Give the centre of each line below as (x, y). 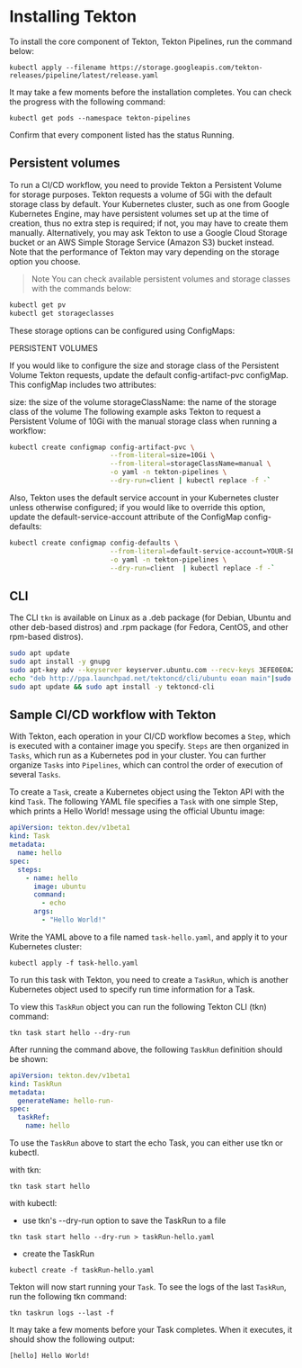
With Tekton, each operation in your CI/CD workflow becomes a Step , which (150, 736)
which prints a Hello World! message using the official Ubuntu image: (137, 811)
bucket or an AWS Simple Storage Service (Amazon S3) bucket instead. (142, 242)
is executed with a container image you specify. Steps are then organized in (149, 746)
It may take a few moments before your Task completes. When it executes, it (151, 1330)
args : (43, 912)
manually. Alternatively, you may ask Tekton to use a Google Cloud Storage (148, 232)
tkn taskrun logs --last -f (62, 1313)
